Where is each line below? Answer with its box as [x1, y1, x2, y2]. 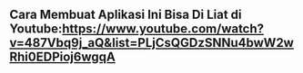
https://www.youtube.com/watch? [62, 22, 265, 37]
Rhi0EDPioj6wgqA [9, 50, 116, 65]
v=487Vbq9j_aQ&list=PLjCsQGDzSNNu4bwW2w [9, 35, 294, 50]
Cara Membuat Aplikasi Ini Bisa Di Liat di [9, 7, 242, 23]
